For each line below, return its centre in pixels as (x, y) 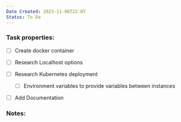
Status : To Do (24, 17)
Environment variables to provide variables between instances (99, 85)
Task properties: (30, 38)
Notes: (16, 114)
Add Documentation (39, 98)
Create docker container (44, 50)
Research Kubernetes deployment (56, 74)
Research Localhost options (49, 62)
